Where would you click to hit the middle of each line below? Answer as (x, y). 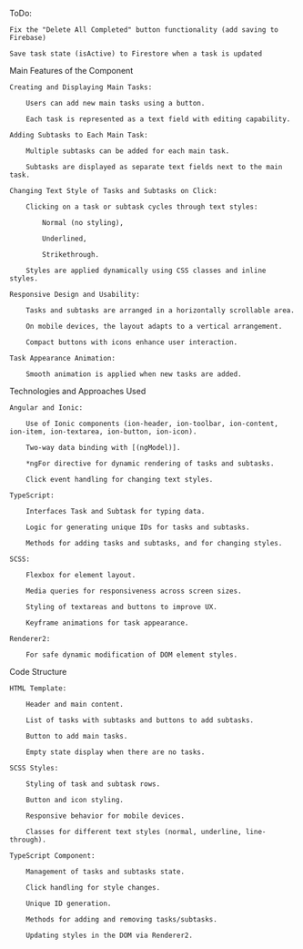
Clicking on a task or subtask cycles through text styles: (142, 207)
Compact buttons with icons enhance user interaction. (132, 342)
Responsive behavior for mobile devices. (105, 816)
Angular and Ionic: (46, 408)
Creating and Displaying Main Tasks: (81, 87)
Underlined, (65, 239)
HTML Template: (38, 689)
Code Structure (38, 672)
